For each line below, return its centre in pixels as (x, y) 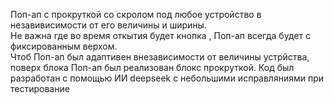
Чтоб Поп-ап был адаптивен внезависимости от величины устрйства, (160, 57)
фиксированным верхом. (64, 46)
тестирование (40, 88)
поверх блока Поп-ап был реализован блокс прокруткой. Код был (152, 67)
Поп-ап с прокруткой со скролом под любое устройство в (136, 14)
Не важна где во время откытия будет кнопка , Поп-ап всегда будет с (160, 35)
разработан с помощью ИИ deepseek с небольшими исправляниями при (167, 78)
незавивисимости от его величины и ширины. (108, 25)
